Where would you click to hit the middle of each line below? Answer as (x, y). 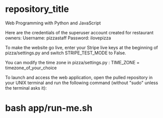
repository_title (37, 9)
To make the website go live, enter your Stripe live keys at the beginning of (81, 47)
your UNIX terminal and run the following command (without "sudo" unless (81, 83)
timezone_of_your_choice (31, 68)
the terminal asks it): (26, 88)
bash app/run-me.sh (49, 108)
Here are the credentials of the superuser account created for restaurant (79, 32)
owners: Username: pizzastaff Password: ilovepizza (58, 38)
